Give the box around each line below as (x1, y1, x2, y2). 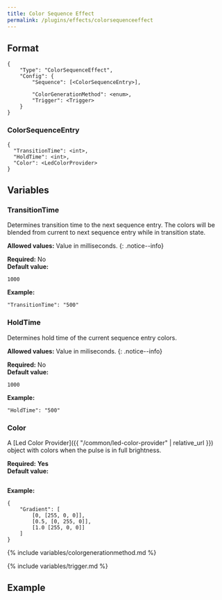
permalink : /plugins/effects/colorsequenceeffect (7, 17, 154, 24)
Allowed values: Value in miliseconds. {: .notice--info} (7, 347, 163, 355)
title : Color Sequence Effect (7, 10, 95, 17)
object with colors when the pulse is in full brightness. (7, 446, 162, 454)
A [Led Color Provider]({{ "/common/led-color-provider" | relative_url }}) (7, 438, 214, 447)
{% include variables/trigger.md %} (7, 562, 109, 570)
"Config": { (19, 73, 54, 80)
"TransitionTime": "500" (7, 301, 79, 309)
